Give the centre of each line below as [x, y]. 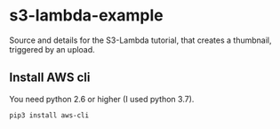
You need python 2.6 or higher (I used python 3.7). [102, 99]
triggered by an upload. [52, 49]
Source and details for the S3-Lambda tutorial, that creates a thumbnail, [140, 40]
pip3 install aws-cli [49, 115]
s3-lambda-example [86, 16]
